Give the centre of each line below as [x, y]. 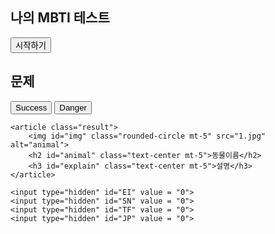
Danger [73, 107]
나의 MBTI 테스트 [60, 18]
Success [31, 107]
